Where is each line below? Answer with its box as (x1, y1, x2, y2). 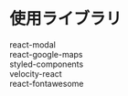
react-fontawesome (9, 78, 84, 89)
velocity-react (9, 68, 62, 79)
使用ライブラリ (9, 8, 123, 29)
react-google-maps (9, 48, 83, 59)
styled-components (9, 59, 84, 69)
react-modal (9, 38, 57, 50)
